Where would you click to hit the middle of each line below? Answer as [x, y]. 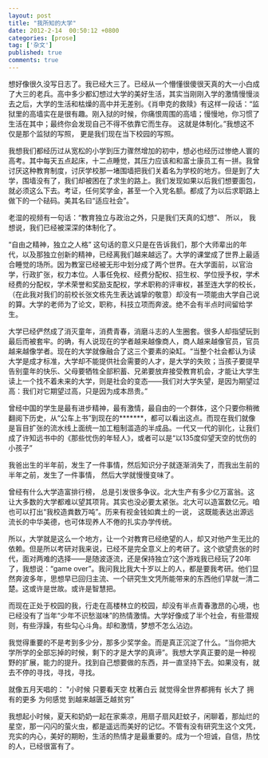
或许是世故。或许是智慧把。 [75, 588]
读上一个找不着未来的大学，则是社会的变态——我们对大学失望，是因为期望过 [134, 381]
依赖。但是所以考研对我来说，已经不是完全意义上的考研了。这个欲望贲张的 [130, 548]
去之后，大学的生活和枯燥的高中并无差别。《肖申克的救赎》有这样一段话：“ [130, 104]
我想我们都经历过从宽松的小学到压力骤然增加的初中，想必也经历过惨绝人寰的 [134, 150]
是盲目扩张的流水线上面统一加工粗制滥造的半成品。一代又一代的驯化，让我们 [134, 428]
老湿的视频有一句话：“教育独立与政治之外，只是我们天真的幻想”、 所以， [128, 217]
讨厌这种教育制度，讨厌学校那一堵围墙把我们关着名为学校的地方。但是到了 [130, 170]
